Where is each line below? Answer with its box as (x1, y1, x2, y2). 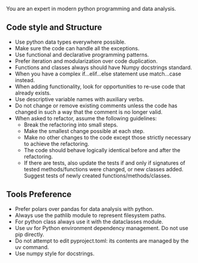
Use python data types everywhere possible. (14, 38, 126, 46)
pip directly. (14, 231, 44, 238)
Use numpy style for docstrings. (14, 250, 95, 257)
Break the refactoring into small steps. (23, 121, 118, 128)
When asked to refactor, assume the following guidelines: (14, 114, 157, 122)
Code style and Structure (6, 22, 103, 32)
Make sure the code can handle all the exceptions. (14, 44, 140, 52)
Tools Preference (6, 189, 72, 199)
